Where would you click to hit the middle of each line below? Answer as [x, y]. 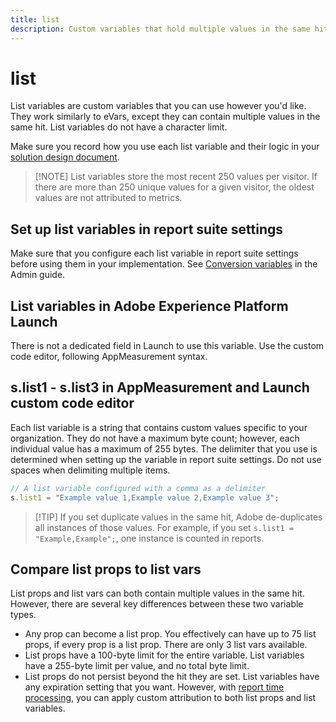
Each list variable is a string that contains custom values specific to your [159, 427]
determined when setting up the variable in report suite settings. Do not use [166, 459]
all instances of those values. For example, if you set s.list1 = [164, 527]
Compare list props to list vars [106, 569]
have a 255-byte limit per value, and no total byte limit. [137, 666]
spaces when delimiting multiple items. [90, 470]
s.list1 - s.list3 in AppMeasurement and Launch [160, 387]
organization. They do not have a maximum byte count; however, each [155, 438]
